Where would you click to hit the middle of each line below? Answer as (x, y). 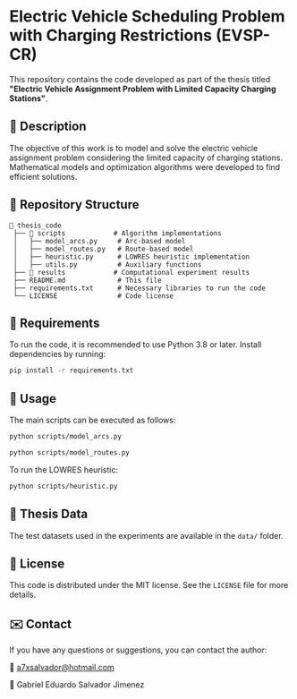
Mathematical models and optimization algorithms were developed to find (144, 166)
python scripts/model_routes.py (69, 452)
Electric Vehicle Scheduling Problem (147, 17)
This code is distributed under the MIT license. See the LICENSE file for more (149, 585)
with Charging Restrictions (111, 35)
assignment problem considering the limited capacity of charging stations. (146, 158)
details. (23, 595)
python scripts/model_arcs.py (66, 437)
